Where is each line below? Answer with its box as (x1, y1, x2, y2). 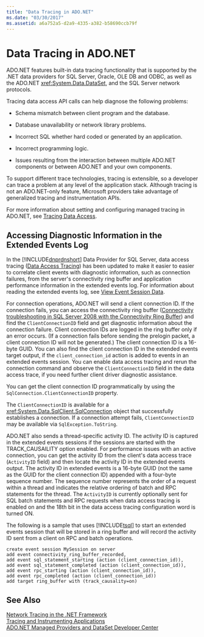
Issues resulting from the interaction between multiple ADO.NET (15, 156, 176, 164)
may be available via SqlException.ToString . (6, 420, 118, 428)
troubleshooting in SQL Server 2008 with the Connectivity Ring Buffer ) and (6, 313, 194, 320)
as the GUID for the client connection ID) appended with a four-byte (6, 471, 177, 478)
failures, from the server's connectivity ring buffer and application (6, 275, 172, 283)
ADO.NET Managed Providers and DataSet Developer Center (6, 624, 159, 631)
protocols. (6, 86, 32, 93)
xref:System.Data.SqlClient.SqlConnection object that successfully (6, 408, 174, 415)
